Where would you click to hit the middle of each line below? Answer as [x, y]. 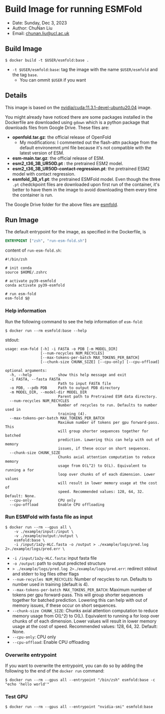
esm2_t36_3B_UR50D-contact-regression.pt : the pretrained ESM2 [81, 169]
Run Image [22, 220]
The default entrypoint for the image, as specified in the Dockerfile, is [76, 232]
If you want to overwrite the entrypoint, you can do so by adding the [74, 666]
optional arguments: [26, 370]
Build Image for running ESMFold [74, 9]
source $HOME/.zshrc [26, 272]
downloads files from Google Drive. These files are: [57, 128]
